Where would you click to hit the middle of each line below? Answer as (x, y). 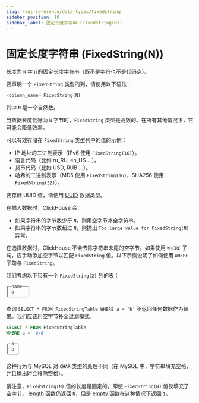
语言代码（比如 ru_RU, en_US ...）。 (57, 160)
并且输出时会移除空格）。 (36, 373)
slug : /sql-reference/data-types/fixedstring (63, 12)
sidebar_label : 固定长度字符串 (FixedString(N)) (64, 23)
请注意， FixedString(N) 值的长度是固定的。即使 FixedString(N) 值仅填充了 (98, 386)
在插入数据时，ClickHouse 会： (45, 208)
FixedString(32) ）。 (39, 182)
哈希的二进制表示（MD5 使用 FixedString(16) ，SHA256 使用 (89, 175)
